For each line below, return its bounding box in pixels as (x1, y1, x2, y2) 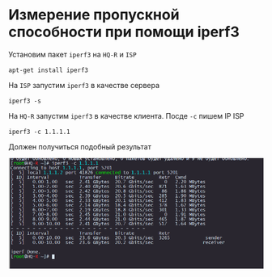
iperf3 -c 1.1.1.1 (8, 128, 70, 136)
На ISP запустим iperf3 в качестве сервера (8, 80, 160, 90)
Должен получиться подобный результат (8, 141, 151, 151)
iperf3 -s (8, 97, 42, 105)
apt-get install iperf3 (8, 66, 89, 74)
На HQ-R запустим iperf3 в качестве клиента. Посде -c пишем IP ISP (8, 111, 244, 120)
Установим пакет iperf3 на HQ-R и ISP (8, 49, 137, 59)
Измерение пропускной (8, 6, 180, 24)
